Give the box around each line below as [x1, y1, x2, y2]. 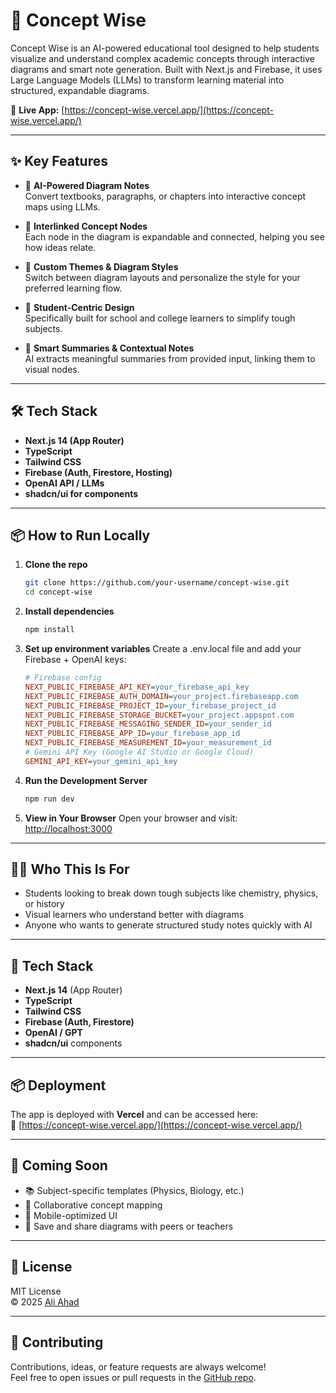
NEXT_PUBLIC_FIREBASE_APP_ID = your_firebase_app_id [24, 729, 241, 739]
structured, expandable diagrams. [10, 84, 150, 96]
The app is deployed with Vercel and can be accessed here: [10, 1109, 259, 1121]
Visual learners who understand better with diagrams [24, 909, 245, 921]
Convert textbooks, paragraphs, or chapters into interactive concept [24, 190, 307, 202]
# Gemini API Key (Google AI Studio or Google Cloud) [24, 747, 254, 757]
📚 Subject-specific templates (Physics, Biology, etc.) [24, 1184, 245, 1196]
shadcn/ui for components [24, 487, 139, 499]
